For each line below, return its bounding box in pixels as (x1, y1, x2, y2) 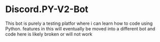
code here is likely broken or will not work (5, 31, 92, 37)
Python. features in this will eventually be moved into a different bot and (5, 25, 156, 31)
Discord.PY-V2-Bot (5, 4, 89, 15)
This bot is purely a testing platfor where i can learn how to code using (5, 20, 153, 26)
